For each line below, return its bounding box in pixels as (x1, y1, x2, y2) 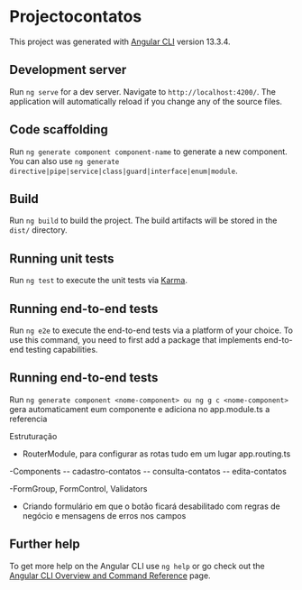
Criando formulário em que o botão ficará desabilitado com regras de (22, 501, 281, 512)
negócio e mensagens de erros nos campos (22, 510, 187, 521)
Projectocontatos (9, 6, 142, 27)
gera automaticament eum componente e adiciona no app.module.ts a (9, 403, 270, 414)
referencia (9, 413, 48, 424)
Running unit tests (9, 251, 114, 266)
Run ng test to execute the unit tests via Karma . (9, 275, 188, 286)
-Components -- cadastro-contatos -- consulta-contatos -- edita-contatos (9, 466, 287, 476)
